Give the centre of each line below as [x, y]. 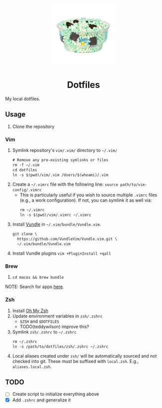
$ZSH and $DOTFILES [40, 321]
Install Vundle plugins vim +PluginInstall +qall [62, 253]
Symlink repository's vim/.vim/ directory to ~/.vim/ [65, 150]
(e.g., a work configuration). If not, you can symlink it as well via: [86, 200]
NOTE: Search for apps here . [35, 287]
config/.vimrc [27, 190]
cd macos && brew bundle [38, 278]
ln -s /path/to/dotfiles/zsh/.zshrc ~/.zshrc [60, 347]
